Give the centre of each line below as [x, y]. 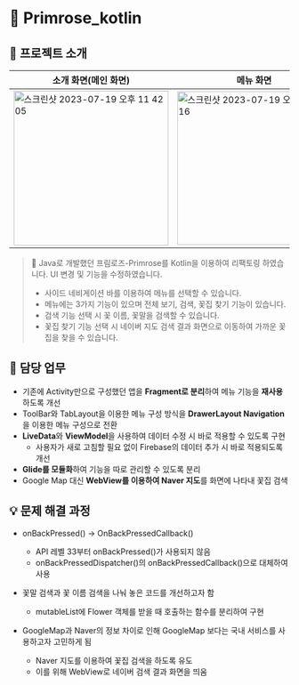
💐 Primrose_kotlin [76, 18]
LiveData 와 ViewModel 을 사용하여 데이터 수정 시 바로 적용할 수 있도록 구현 [154, 436]
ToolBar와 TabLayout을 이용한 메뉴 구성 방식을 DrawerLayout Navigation [153, 414]
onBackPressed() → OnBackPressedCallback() [108, 533]
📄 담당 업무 [38, 368]
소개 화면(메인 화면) [91, 81]
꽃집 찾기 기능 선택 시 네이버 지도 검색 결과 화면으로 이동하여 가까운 [161, 326]
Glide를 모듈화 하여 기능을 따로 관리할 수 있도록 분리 [111, 469]
